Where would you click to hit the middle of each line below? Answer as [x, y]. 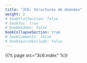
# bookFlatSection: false [31, 19]
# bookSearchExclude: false [34, 42]
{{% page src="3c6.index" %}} [36, 55]
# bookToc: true [22, 23]
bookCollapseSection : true [33, 32]
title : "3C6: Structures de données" [44, 10]
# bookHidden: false [26, 28]
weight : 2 [15, 14]
